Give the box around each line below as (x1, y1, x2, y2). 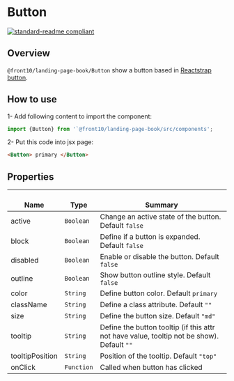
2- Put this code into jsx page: (7, 138, 94, 146)
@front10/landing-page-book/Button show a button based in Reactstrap (7, 65, 212, 74)
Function (64, 364, 93, 371)
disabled (10, 256, 39, 265)
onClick (10, 363, 36, 373)
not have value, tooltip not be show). (100, 332, 219, 341)
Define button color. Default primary (100, 288, 218, 298)
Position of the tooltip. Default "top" (100, 351, 217, 361)
